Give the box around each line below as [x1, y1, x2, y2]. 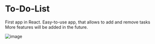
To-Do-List [5, 3, 50, 14]
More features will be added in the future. [5, 24, 88, 30]
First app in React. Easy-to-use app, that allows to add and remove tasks [5, 19, 151, 25]
